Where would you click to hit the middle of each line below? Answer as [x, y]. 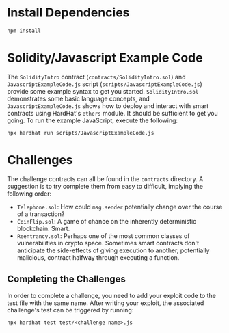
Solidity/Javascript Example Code [105, 58]
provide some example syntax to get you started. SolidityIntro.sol [103, 91]
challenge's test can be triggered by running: [70, 310]
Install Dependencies [68, 13]
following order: [29, 194]
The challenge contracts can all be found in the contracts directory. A [105, 178]
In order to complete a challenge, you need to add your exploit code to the [112, 295]
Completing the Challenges [67, 279]
